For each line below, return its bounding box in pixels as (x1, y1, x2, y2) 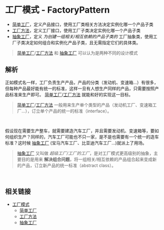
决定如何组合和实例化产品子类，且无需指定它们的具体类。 (25, 39, 141, 45)
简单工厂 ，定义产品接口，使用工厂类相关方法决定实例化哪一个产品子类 (12, 21, 154, 27)
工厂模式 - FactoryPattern (5, 4, 110, 16)
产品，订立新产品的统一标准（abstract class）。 (21, 162, 116, 168)
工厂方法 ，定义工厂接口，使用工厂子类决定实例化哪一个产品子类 (12, 27, 141, 33)
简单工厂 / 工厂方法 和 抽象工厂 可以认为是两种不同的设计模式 (17, 50, 138, 56)
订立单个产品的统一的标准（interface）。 (31, 108, 112, 114)
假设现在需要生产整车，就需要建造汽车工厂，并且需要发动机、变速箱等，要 (5, 127, 155, 134)
